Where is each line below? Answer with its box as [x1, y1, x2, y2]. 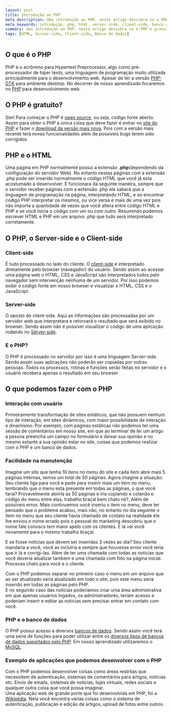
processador [5, 69, 32, 75]
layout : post [5, 7, 33, 13]
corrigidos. [5, 136, 29, 142]
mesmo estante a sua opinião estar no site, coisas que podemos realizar [5, 439, 158, 445]
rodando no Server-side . [5, 329, 57, 335]
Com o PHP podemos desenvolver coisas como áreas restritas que [5, 668, 147, 675]
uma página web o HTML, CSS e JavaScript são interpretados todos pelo [5, 272, 160, 278]
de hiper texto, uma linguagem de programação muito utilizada [33, 69, 165, 75]
